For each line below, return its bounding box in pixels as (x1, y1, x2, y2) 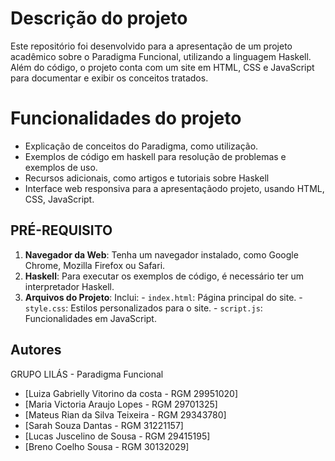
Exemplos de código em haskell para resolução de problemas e (24, 150, 287, 162)
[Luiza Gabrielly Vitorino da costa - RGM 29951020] (24, 387, 239, 399)
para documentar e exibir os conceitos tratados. (10, 72, 209, 84)
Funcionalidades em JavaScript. (24, 312, 157, 324)
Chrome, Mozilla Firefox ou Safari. (24, 259, 166, 271)
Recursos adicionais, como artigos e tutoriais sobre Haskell (24, 172, 270, 184)
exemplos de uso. (24, 161, 98, 173)
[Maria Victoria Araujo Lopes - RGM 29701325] (24, 398, 218, 410)
